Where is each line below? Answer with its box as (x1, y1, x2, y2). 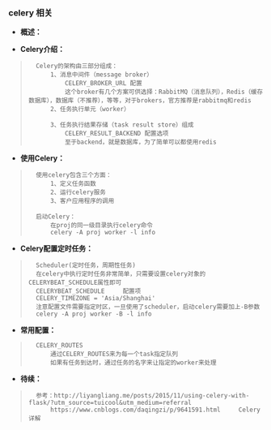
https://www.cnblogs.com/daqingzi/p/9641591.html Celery (49, 406, 260, 415)
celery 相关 (8, 6, 53, 18)
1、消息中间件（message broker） (49, 71, 154, 79)
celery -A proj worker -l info (49, 229, 156, 237)
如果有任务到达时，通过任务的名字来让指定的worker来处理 (49, 359, 217, 367)
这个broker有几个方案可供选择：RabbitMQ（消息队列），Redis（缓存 (64, 88, 264, 97)
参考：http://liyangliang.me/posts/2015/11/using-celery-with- (36, 392, 250, 400)
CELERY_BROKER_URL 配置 (64, 80, 143, 88)
